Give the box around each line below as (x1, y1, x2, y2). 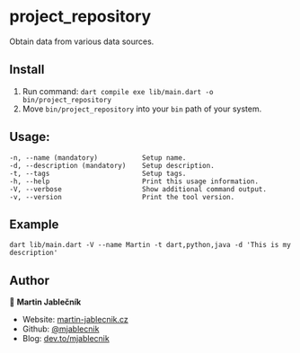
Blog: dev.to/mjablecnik (22, 333, 110, 344)
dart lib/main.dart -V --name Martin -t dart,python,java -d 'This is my (9, 241, 292, 250)
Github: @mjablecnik (22, 323, 100, 334)
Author (9, 272, 49, 288)
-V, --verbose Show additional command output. (9, 184, 268, 194)
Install (9, 62, 45, 77)
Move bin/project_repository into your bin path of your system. (22, 103, 262, 114)
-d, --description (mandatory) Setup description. (9, 161, 216, 170)
